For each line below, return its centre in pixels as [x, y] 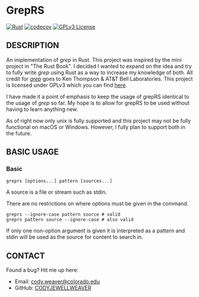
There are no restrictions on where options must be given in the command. [97, 204]
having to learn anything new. [42, 109]
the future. [19, 133]
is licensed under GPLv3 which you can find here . [67, 85]
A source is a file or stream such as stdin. [57, 192]
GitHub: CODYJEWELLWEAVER [53, 288]
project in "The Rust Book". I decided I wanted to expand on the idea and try [99, 66]
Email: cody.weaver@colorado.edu [57, 282]
